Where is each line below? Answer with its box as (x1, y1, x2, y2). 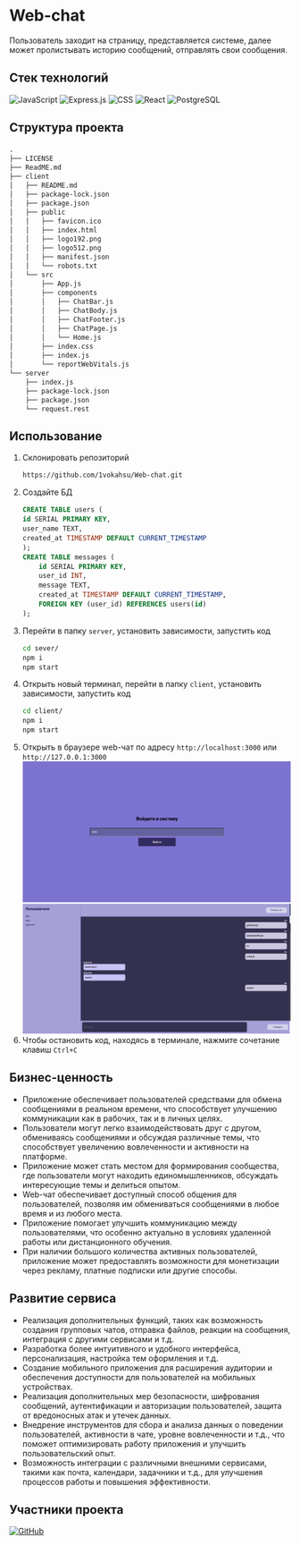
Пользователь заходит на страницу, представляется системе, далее (9, 35, 272, 46)
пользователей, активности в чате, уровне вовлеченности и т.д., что (21, 1429, 286, 1439)
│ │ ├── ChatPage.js (9, 324, 118, 333)
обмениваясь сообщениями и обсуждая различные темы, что (21, 1132, 261, 1142)
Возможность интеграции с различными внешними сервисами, (21, 1457, 268, 1468)
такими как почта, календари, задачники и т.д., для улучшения (21, 1466, 263, 1477)
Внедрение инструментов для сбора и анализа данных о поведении (21, 1419, 284, 1430)
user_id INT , (38, 572, 87, 581)
